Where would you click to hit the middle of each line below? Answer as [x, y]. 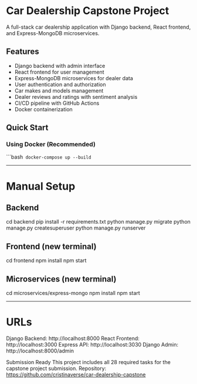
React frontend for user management [59, 72]
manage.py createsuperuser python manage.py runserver [76, 228]
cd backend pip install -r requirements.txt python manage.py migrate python [98, 222]
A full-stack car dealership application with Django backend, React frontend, [98, 27]
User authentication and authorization [60, 84]
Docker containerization [44, 109]
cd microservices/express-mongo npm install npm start [73, 293]
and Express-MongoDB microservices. [53, 33]
